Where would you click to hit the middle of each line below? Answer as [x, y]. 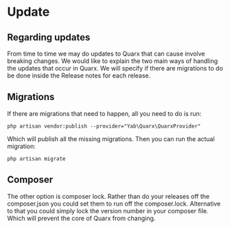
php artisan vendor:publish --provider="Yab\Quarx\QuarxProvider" [104, 126]
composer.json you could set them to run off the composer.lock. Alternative [114, 204]
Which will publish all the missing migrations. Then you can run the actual [111, 138]
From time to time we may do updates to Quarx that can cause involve [106, 53]
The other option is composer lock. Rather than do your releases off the [108, 196]
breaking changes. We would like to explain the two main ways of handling [113, 61]
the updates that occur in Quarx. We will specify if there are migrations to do [115, 68]
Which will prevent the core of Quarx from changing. [81, 218]
